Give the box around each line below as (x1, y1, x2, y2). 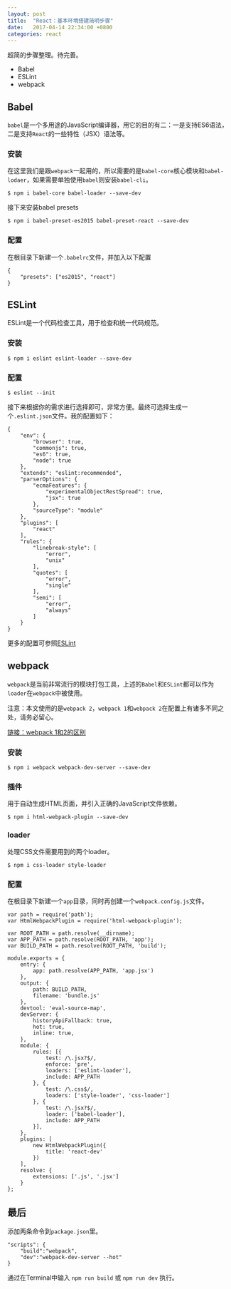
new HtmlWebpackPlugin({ (33, 1142, 107, 1149)
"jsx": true (45, 495, 81, 502)
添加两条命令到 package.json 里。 (7, 1227, 102, 1236)
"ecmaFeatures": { (33, 482, 87, 489)
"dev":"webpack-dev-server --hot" (20, 1253, 122, 1260)
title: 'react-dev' (45, 1149, 103, 1156)
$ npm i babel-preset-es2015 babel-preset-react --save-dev (7, 217, 190, 225)
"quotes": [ (33, 570, 69, 577)
